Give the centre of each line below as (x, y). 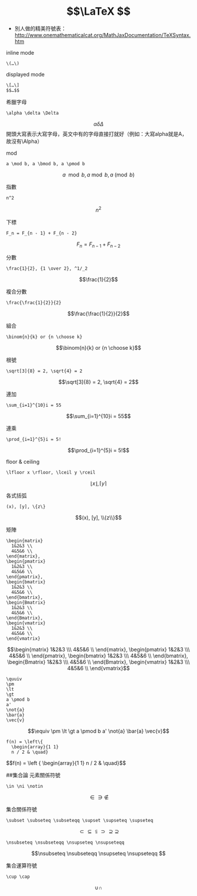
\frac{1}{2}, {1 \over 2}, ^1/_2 (47, 269)
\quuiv (14, 679)
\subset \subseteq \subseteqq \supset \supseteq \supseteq (80, 821)
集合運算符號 (21, 865)
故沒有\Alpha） (24, 141)
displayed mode (26, 74)
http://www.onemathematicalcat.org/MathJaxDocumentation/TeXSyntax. (103, 35)
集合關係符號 (21, 810)
